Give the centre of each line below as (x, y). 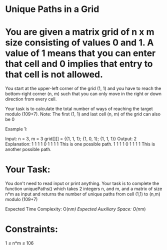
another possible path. (28, 149)
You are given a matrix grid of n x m (80, 32)
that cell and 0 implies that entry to (79, 64)
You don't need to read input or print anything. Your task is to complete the (82, 183)
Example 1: (16, 129)
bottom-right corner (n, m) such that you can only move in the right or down (83, 94)
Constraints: (32, 229)
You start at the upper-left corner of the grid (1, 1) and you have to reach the (83, 88)
